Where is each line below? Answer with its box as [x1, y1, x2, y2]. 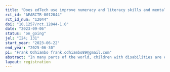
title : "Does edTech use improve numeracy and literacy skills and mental [5, 7, 166, 13]
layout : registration [5, 59, 51, 64]
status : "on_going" [5, 31, 47, 36]
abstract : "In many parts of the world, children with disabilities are [5, 54, 162, 60]
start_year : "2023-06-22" [5, 41, 60, 46]
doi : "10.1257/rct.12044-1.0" [5, 21, 69, 27]
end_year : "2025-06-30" [5, 45, 56, 50]
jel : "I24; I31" [5, 36, 39, 41]
